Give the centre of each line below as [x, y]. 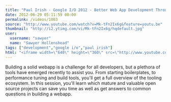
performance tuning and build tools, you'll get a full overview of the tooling [83, 78]
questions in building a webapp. [39, 94]
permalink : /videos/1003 [32, 19]
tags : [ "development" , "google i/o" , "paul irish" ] [59, 48]
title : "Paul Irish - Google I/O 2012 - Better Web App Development [79, 10]
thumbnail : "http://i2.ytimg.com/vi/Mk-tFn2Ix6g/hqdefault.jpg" [75, 29]
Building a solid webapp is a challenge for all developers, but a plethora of [83, 67]
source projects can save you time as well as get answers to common [78, 88]
